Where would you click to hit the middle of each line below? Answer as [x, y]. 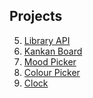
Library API [47, 40]
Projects [36, 16]
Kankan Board [53, 51]
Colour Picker [52, 72]
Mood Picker [50, 61]
